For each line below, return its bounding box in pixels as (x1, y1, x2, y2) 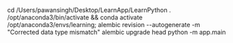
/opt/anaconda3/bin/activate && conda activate (7, 13, 143, 21)
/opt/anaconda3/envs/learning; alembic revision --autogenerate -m (7, 21, 200, 28)
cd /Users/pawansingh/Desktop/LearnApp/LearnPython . (7, 6, 172, 14)
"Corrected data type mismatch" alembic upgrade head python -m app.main (7, 28, 226, 36)
